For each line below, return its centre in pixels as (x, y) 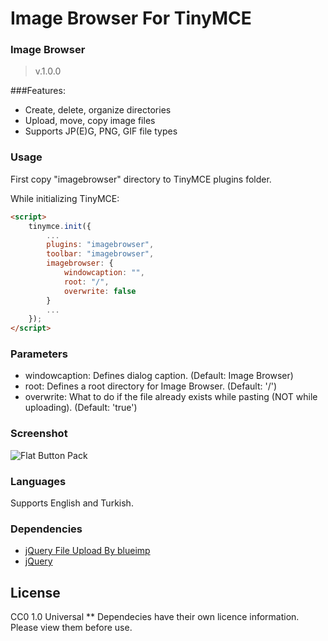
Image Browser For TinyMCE (131, 18)
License (35, 592)
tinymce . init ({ (60, 226)
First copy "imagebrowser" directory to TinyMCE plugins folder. (141, 179)
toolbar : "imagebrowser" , (100, 254)
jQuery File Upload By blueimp (87, 551)
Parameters (39, 354)
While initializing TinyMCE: (65, 198)
